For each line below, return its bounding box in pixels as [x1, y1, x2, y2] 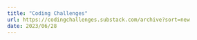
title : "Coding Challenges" [7, 9, 88, 17]
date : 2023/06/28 [7, 22, 57, 29]
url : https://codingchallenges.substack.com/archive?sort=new [7, 16, 190, 23]
